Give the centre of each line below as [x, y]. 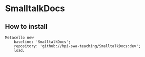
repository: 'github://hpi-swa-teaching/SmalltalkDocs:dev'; [77, 46]
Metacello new [20, 38]
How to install [26, 27]
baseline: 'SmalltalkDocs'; [42, 42]
